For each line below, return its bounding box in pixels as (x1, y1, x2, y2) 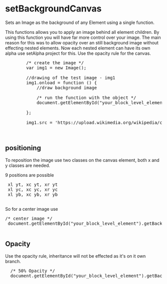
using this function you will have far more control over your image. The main (5, 34, 161, 40)
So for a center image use (5, 206, 58, 212)
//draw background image (36, 85, 97, 90)
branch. (5, 258, 21, 264)
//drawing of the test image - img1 (26, 75, 116, 80)
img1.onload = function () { (26, 80, 97, 85)
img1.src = (26, 120, 53, 125)
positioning (5, 144, 41, 152)
